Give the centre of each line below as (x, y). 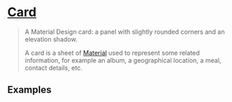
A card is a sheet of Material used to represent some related (112, 53)
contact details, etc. (53, 68)
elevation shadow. (51, 39)
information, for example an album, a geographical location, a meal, (123, 60)
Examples (29, 90)
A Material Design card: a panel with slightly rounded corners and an (124, 32)
